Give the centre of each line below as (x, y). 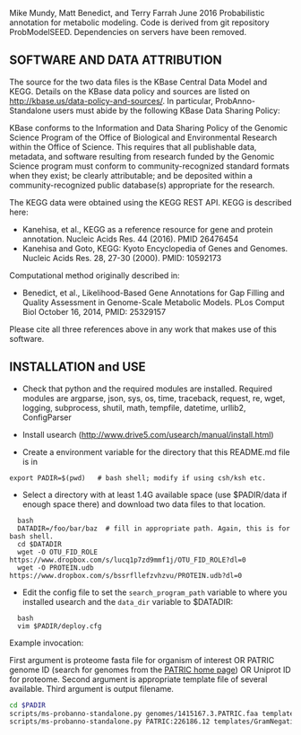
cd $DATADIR (40, 544)
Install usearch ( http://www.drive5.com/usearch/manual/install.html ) (148, 434)
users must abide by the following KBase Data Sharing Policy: (167, 110)
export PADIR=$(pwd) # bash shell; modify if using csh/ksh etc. (138, 478)
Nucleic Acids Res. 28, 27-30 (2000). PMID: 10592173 (122, 258)
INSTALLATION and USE (77, 367)
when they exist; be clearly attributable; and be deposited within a (131, 175)
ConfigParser (47, 417)
